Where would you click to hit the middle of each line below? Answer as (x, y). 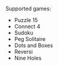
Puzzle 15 (26, 20)
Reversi (24, 52)
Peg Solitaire (30, 39)
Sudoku (24, 33)
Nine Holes (28, 58)
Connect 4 (27, 26)
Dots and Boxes (33, 45)
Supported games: (28, 9)
